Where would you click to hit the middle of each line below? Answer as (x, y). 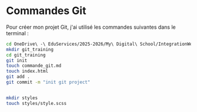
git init (17, 60)
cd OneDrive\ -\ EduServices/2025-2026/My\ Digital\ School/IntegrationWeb (101, 44)
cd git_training (26, 55)
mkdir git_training (30, 49)
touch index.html (27, 72)
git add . (18, 77)
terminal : (18, 33)
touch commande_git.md (34, 66)
